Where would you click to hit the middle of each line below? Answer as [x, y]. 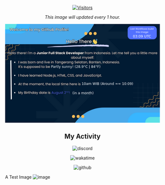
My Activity [82, 137]
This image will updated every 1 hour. [82, 17]
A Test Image [18, 177]
